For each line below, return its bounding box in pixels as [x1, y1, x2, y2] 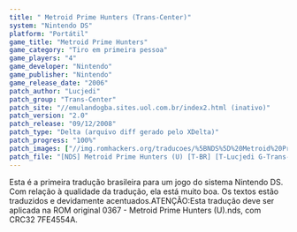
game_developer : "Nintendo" [9, 63, 113, 71]
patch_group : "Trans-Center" [9, 94, 117, 104]
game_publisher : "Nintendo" [9, 71, 113, 79]
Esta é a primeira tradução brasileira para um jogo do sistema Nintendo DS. [9, 176, 284, 187]
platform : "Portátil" [9, 29, 89, 38]
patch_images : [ [9, 144, 69, 153]
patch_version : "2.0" [9, 111, 89, 120]
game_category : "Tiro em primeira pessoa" [9, 46, 168, 55]
